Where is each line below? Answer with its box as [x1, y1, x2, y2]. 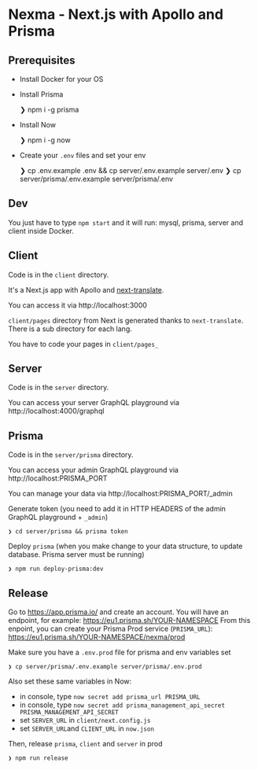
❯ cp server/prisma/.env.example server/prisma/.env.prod [8, 663, 202, 671]
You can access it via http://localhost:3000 [8, 300, 148, 310]
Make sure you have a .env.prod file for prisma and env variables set [8, 647, 231, 658]
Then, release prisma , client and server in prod [8, 739, 163, 749]
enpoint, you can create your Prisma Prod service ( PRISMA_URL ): [8, 624, 213, 634]
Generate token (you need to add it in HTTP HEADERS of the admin [8, 504, 227, 514]
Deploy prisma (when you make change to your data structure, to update [8, 541, 243, 551]
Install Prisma [19, 90, 64, 99]
